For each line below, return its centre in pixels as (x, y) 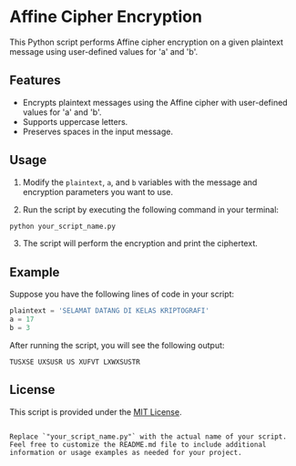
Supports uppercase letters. (75, 121)
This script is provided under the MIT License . (96, 411)
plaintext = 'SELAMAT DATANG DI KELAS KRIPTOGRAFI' (109, 311)
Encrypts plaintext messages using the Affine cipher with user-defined (155, 102)
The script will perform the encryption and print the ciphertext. (140, 243)
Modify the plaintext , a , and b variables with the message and (140, 182)
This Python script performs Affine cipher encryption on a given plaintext (147, 42)
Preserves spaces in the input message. (97, 131)
